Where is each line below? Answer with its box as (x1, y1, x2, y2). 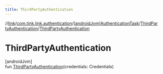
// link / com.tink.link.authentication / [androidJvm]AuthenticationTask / (5, 20, 141, 26)
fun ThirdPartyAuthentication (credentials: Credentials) (5, 63, 114, 69)
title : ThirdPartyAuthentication (5, 7, 73, 12)
